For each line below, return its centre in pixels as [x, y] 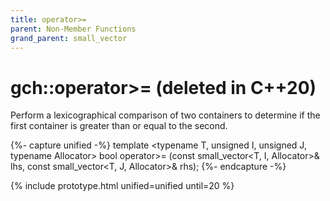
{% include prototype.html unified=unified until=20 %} [122, 186]
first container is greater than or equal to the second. [119, 126]
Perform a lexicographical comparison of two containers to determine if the [165, 115]
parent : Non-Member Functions [73, 29]
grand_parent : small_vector [69, 38]
